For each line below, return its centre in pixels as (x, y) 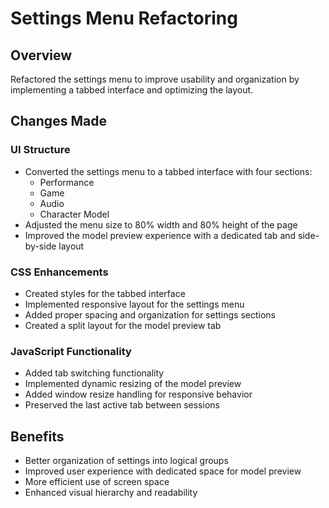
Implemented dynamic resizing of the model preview (133, 384)
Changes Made (58, 121)
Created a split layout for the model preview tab (123, 325)
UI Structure (40, 150)
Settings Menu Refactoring (124, 18)
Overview (41, 55)
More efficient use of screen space (97, 482)
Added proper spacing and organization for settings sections (150, 314)
